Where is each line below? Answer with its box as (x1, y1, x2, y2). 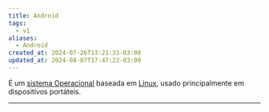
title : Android (8, 11, 59, 20)
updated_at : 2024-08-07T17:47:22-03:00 (8, 57, 142, 65)
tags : (8, 19, 26, 27)
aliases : (8, 34, 38, 42)
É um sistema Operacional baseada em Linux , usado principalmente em (8, 78, 244, 88)
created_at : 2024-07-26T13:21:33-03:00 (8, 49, 142, 57)
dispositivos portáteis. (8, 86, 82, 96)
